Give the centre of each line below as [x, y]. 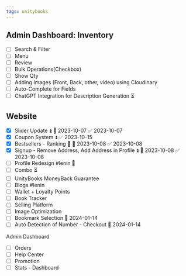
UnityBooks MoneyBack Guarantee [57, 178]
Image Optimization [38, 212]
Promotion [27, 261]
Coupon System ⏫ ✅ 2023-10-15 [53, 137]
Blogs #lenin [30, 185]
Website [21, 117]
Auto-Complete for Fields [45, 89]
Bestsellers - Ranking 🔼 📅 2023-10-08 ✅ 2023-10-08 [78, 143]
